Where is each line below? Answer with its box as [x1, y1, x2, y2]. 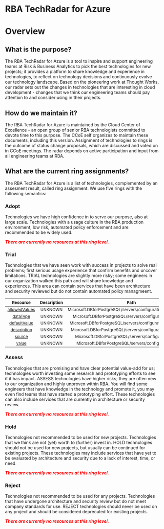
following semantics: [5, 190, 47, 196]
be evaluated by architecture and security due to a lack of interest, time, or [5, 455, 155, 461]
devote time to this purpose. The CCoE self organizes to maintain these [5, 132, 148, 138]
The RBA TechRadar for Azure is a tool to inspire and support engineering [5, 58, 153, 64]
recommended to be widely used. [5, 230, 73, 235]
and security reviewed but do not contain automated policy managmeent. [5, 288, 152, 294]
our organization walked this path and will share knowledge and [5, 278, 133, 284]
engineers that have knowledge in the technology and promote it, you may [5, 386, 155, 392]
